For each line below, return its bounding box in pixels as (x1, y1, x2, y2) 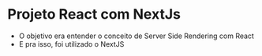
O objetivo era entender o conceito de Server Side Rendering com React (18, 31, 254, 40)
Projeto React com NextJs (7, 5, 181, 23)
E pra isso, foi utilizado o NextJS (18, 39, 125, 48)
